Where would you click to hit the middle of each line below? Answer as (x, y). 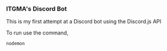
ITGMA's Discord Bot (37, 9)
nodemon (16, 44)
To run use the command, (37, 33)
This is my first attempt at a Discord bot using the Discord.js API (84, 22)
